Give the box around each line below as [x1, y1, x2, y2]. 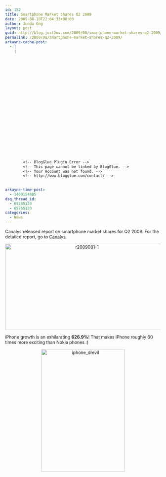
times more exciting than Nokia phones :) [5, 340, 89, 345]
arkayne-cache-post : [5, 40, 48, 45]
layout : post [5, 26, 32, 31]
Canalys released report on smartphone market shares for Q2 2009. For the [5, 229, 159, 234]
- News [9, 215, 23, 220]
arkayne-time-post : [5, 187, 45, 192]
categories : [5, 210, 30, 215]
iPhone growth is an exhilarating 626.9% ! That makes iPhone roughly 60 [5, 334, 153, 340]
